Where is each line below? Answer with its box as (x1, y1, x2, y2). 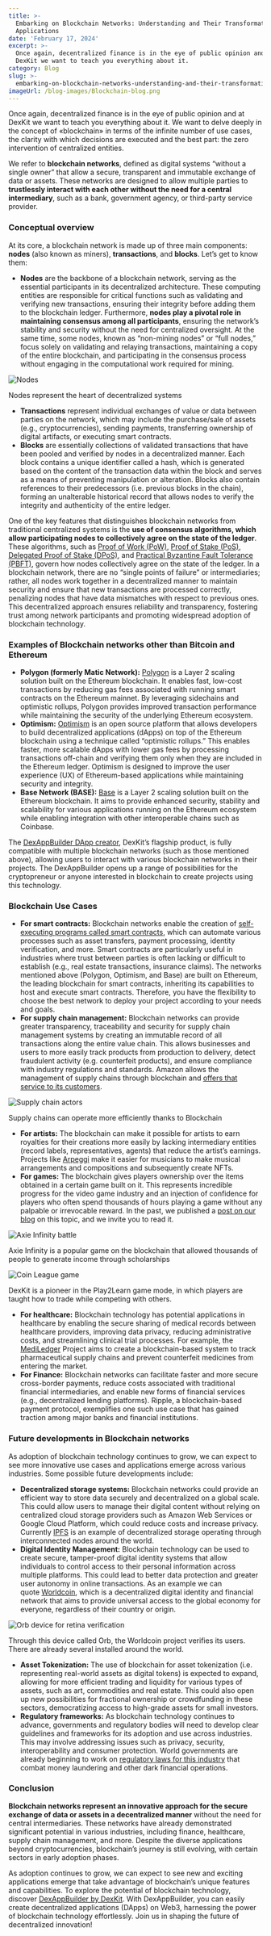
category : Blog (8, 65, 60, 73)
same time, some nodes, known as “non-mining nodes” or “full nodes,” (19, 333, 256, 343)
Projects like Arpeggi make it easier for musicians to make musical (19, 1154, 240, 1164)
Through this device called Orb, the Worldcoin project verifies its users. (8, 1636, 246, 1645)
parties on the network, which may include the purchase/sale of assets (19, 414, 256, 424)
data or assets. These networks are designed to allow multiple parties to (8, 176, 248, 186)
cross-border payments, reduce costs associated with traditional (19, 1378, 236, 1389)
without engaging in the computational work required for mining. (19, 358, 235, 368)
